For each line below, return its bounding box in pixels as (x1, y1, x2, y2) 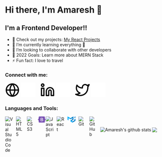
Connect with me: (5, 71, 48, 78)
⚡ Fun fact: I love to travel (12, 58, 63, 63)
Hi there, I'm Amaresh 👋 (5, 4, 102, 16)
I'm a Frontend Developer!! (5, 24, 87, 32)
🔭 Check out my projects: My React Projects (12, 36, 100, 42)
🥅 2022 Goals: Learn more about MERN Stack (12, 52, 103, 58)
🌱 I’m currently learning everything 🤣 (12, 42, 86, 48)
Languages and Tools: (5, 105, 58, 112)
